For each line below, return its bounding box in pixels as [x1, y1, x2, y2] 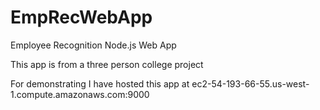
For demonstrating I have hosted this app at [10, 77, 190, 90]
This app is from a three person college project [10, 58, 204, 70]
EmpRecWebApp [10, 6, 153, 29]
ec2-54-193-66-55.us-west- [191, 77, 310, 90]
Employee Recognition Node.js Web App [10, 39, 177, 51]
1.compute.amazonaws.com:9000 [10, 88, 150, 100]
